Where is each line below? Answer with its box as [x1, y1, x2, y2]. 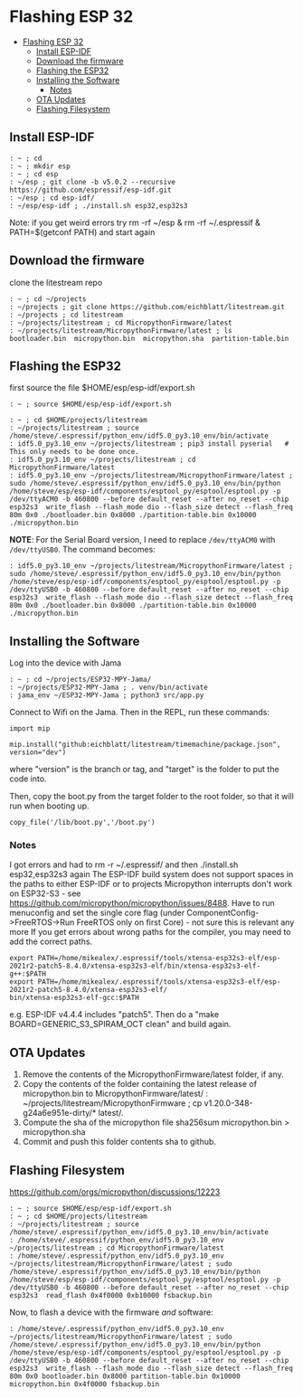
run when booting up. [9, 800, 90, 811]
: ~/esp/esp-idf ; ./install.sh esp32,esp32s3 [9, 201, 188, 210]
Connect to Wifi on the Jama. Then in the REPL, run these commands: [9, 707, 270, 718]
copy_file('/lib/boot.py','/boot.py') [9, 818, 156, 827]
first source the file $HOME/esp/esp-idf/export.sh [9, 383, 195, 393]
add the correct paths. [9, 936, 93, 947]
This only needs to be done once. [9, 448, 140, 457]
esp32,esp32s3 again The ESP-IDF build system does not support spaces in [9, 869, 294, 880]
